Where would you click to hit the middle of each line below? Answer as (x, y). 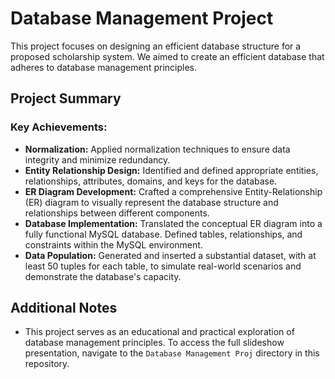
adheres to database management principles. (103, 67)
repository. (47, 364)
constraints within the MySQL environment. (113, 244)
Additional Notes (64, 308)
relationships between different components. (117, 213)
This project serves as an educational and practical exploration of (159, 332)
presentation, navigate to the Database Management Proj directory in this (172, 353)
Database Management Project (142, 18)
